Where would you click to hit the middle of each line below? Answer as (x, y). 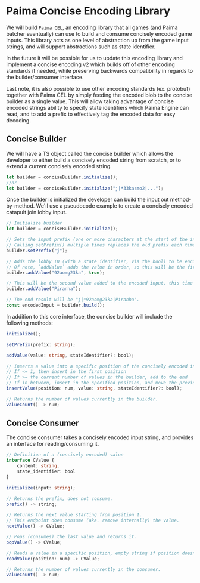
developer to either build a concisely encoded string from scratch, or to (94, 160)
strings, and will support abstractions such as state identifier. (81, 47)
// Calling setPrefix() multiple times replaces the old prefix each (94, 245)
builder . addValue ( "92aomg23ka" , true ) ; (56, 273)
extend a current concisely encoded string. (59, 166)
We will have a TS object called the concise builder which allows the (90, 153)
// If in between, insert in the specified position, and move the (92, 383)
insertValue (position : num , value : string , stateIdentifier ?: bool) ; (94, 388)
